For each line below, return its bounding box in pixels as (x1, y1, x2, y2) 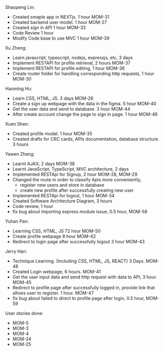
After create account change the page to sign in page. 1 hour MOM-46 (12, 111, 158, 117)
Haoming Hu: (5, 86, 32, 92)
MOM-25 (12, 341, 31, 347)
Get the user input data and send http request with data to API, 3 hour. (12, 274, 157, 280)
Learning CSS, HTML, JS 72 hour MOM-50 (12, 228, 101, 234)
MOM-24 (12, 336, 31, 342)
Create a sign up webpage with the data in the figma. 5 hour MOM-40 (12, 101, 156, 107)
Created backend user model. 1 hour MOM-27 (12, 20, 107, 25)
